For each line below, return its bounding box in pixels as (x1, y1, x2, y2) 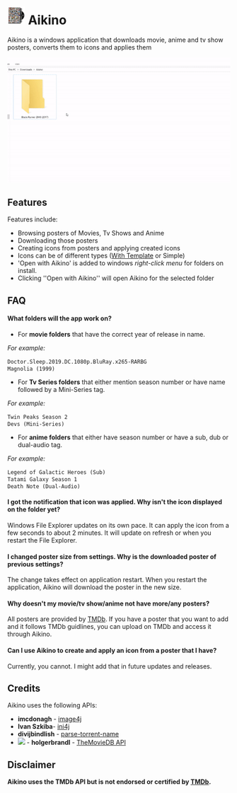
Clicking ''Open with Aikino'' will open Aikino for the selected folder (17, 274, 214, 282)
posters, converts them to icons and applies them (7, 42, 152, 52)
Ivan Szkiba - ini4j (17, 722, 70, 731)
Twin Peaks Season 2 (7, 413, 69, 420)
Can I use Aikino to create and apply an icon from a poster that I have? (7, 647, 217, 655)
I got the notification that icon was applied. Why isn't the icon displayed (7, 498, 223, 507)
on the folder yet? (7, 505, 61, 514)
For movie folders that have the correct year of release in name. (17, 330, 205, 338)
